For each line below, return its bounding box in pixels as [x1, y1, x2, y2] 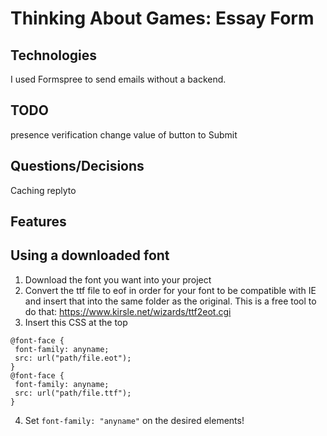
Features [10, 213, 67, 231]
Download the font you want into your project [24, 273, 212, 286]
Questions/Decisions [10, 158, 145, 175]
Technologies [10, 47, 98, 64]
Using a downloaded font [10, 247, 170, 264]
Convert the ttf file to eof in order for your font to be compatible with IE [24, 284, 317, 296]
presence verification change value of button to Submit [10, 128, 238, 141]
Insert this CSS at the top [24, 316, 128, 328]
